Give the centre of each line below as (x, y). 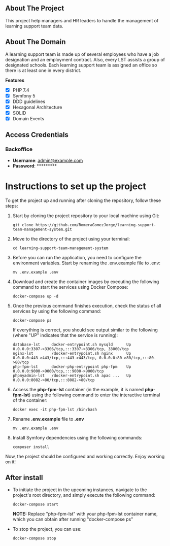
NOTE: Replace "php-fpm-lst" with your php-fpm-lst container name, (85, 514)
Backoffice (19, 149)
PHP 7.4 (21, 90)
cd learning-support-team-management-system (60, 248)
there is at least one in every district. (43, 70)
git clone (23, 225)
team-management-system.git (42, 229)
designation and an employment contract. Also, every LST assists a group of (85, 59)
